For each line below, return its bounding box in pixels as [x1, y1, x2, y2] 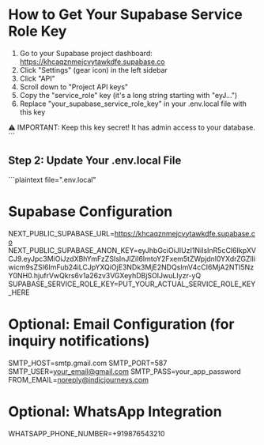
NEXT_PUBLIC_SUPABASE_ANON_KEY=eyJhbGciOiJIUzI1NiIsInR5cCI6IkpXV [8, 245, 257, 255]
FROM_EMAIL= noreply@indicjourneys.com [8, 375, 149, 384]
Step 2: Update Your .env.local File [8, 154, 182, 168]
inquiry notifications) [8, 332, 150, 349]
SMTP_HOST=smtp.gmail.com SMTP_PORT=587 [8, 358, 168, 368]
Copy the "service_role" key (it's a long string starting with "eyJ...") [19, 90, 238, 100]
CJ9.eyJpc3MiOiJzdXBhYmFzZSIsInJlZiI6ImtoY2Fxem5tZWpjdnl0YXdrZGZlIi [8, 254, 256, 263]
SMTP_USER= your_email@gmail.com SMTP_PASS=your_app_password [8, 366, 241, 376]
